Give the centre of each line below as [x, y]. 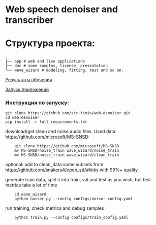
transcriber [29, 20]
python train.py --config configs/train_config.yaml [71, 218]
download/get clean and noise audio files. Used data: [61, 132]
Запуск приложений [27, 89]
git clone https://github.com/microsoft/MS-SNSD [67, 146]
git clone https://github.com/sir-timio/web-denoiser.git [68, 113]
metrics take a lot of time [31, 185]
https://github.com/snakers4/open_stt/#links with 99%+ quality [72, 170]
